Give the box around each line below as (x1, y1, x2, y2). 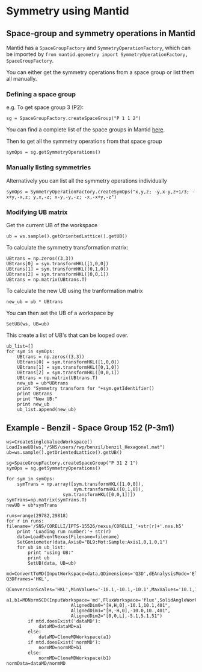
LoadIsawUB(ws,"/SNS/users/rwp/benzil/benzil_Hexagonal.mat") (6, 444, 165, 450)
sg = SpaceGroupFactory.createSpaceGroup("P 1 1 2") (6, 116, 141, 122)
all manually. (6, 75, 37, 82)
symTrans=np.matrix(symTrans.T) (6, 497, 87, 503)
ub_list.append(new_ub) (17, 406, 77, 412)
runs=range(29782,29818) (6, 512, 69, 519)
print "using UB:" (28, 550, 74, 556)
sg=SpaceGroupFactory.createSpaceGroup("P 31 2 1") (6, 460, 138, 466)
